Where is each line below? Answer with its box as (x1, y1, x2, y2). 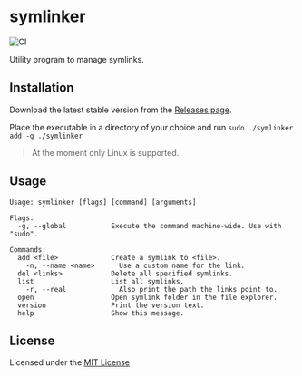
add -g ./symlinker (9, 131, 83, 140)
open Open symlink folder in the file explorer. (17, 293, 278, 302)
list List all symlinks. (17, 276, 184, 286)
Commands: (9, 245, 47, 255)
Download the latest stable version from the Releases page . (9, 104, 232, 115)
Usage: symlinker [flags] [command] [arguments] (9, 198, 197, 207)
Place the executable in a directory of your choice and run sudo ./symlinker (9, 121, 294, 132)
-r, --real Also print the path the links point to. (25, 284, 278, 294)
